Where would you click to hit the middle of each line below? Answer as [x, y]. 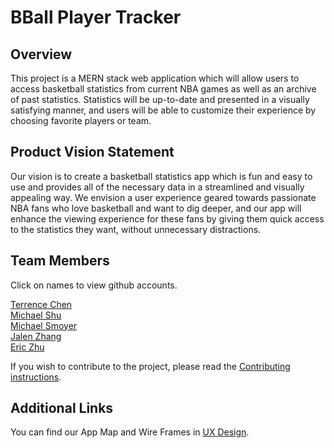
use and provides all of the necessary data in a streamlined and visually [157, 187]
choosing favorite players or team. [81, 120]
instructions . [36, 377]
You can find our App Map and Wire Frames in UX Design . [130, 432]
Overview [41, 54]
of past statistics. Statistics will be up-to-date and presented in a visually [160, 99]
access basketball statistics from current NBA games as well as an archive [163, 89]
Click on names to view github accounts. [94, 285]
